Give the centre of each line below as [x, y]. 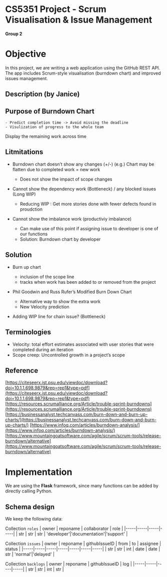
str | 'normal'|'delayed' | [30, 554]
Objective [26, 54]
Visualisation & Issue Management [79, 20]
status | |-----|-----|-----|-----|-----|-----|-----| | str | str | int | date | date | [83, 549]
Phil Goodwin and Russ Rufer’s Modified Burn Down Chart [72, 292]
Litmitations [24, 152]
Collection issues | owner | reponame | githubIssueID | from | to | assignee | [83, 543]
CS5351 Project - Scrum [56, 9]
